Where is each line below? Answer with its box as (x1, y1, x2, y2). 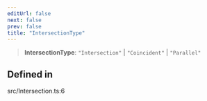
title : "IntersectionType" (7, 29, 85, 37)
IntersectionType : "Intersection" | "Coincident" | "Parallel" (24, 48, 201, 57)
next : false (7, 17, 42, 24)
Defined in (7, 68, 53, 80)
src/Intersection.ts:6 (7, 87, 65, 95)
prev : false (7, 23, 42, 30)
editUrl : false (7, 10, 51, 17)
